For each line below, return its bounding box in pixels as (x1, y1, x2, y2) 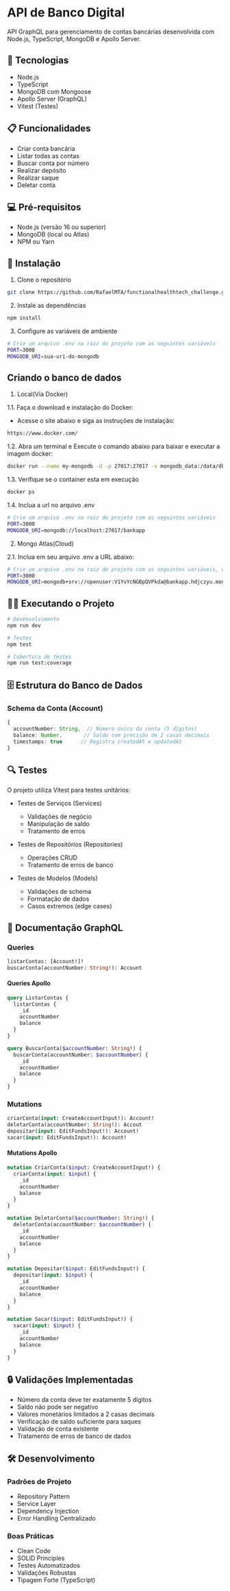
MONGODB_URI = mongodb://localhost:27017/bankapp (7, 526, 146, 534)
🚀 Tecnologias (7, 55, 69, 66)
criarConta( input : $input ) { (13, 1170, 97, 1177)
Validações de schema (27, 888, 92, 896)
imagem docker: (7, 450, 53, 458)
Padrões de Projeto (7, 1477, 72, 1486)
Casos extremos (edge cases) (27, 902, 112, 910)
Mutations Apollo (7, 1149, 57, 1157)
